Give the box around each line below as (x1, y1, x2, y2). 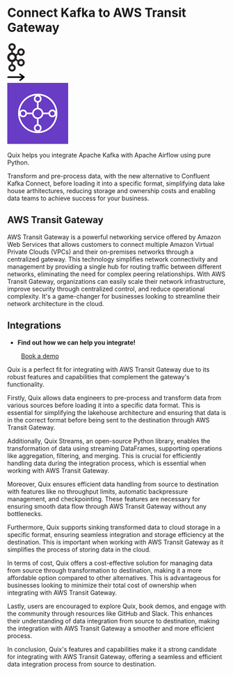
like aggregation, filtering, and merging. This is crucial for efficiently (7, 451, 202, 460)
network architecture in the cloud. (7, 299, 104, 308)
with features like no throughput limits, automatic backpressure (7, 487, 188, 496)
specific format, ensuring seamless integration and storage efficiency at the (7, 530, 225, 538)
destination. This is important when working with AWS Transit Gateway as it (7, 538, 224, 546)
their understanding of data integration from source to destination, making (7, 616, 220, 625)
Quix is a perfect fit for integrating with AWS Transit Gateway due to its (7, 365, 210, 374)
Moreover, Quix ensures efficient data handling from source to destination (7, 480, 219, 488)
